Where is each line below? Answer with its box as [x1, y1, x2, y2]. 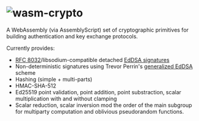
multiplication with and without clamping [15, 95, 117, 102]
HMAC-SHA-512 [15, 82, 57, 89]
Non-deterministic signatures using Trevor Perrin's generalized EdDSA [15, 63, 194, 70]
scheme [15, 69, 36, 76]
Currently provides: [6, 44, 55, 52]
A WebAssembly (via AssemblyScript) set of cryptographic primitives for [6, 26, 189, 33]
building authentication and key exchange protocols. [6, 32, 139, 40]
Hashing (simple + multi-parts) [15, 75, 93, 83]
